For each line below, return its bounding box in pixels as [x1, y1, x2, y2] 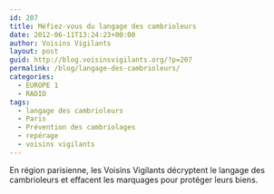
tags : [9, 97, 30, 107]
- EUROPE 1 [17, 81, 59, 90]
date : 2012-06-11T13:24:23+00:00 [9, 30, 136, 39]
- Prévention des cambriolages [17, 123, 136, 132]
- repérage [17, 131, 59, 141]
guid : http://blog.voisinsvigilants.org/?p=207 [9, 55, 193, 64]
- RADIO [17, 89, 47, 98]
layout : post [9, 47, 59, 56]
